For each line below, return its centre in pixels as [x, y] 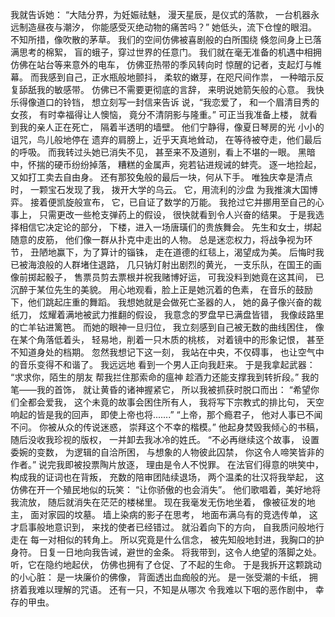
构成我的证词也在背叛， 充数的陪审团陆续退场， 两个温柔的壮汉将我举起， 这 [167, 477]
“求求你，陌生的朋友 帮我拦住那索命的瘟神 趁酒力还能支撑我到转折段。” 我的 [165, 377]
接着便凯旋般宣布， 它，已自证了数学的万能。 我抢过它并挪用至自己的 [172, 202]
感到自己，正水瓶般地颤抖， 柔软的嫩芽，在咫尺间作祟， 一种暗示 [181, 77]
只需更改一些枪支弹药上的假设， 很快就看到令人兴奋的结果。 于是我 [177, 214]
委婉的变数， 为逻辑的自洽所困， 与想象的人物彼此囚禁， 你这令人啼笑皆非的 [167, 452]
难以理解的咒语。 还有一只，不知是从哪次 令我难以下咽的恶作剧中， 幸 [180, 589]
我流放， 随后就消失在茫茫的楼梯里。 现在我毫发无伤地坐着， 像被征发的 [158, 502]
